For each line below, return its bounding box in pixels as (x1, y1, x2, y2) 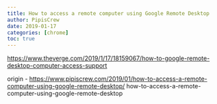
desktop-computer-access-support (7, 62, 107, 70)
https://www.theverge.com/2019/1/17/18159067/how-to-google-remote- (7, 54, 210, 62)
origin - (7, 75, 28, 83)
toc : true (7, 36, 36, 42)
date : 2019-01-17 (7, 23, 57, 29)
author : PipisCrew (7, 16, 60, 23)
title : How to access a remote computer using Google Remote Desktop (7, 10, 210, 17)
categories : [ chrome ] (7, 29, 69, 36)
